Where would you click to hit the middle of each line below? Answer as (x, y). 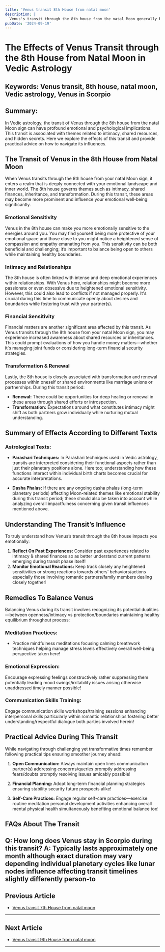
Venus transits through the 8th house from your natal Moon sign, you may (80, 333)
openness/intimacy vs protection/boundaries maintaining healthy (94, 615)
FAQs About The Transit (42, 824)
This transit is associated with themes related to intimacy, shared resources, (82, 133)
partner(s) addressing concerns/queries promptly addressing (74, 769)
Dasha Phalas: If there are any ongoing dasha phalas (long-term (77, 488)
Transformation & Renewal (37, 366)
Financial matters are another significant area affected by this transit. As (78, 327)
